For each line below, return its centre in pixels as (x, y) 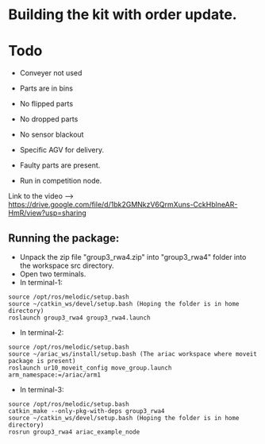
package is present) (42, 361)
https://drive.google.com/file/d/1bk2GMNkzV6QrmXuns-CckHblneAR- (123, 205)
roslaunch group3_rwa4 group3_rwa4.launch (79, 318)
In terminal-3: (42, 389)
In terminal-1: (41, 282)
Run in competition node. (61, 181)
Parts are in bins (46, 88)
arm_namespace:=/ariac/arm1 (55, 375)
